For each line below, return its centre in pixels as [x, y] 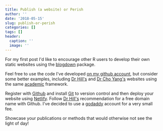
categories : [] [20, 28]
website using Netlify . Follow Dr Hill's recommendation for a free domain [77, 98]
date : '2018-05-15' [25, 18]
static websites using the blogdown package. [50, 64]
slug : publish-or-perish [30, 23]
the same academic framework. [37, 84]
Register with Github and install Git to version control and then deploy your [79, 93]
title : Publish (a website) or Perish [44, 9]
